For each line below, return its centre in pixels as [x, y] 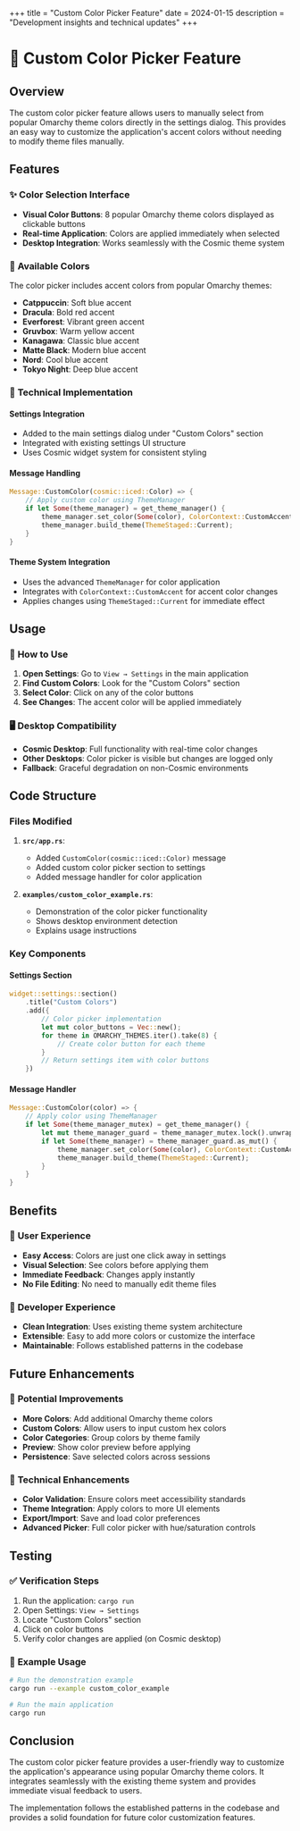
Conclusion [42, 1740]
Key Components [48, 953]
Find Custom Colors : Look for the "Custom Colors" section [131, 684]
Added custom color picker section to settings [121, 868]
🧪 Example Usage [48, 1661]
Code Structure [53, 796]
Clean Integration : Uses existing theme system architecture [132, 1327]
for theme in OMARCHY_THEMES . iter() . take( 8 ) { [129, 1036]
